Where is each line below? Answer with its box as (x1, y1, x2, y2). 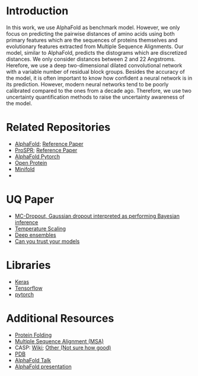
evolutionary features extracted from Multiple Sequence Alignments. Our (6, 43, 184, 50)
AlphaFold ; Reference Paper (14, 140, 84, 147)
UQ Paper (6, 193, 55, 206)
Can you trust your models (14, 237, 80, 245)
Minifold (14, 165, 35, 173)
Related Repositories (6, 121, 111, 134)
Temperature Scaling (14, 225, 66, 232)
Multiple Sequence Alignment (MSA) (14, 337, 104, 344)
